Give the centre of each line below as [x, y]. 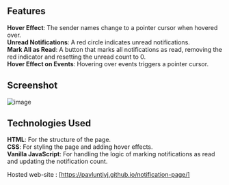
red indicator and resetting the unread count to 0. [77, 57]
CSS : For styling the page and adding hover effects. [80, 147]
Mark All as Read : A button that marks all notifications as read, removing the [114, 49]
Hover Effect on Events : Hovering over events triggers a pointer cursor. [108, 63]
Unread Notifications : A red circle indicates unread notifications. [98, 42]
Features [26, 11]
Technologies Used [49, 123]
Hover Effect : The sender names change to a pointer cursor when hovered [112, 27]
